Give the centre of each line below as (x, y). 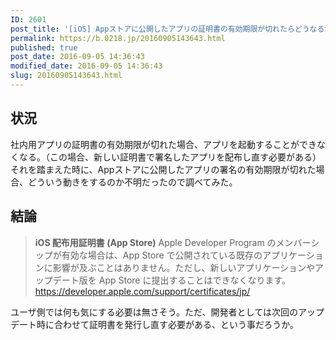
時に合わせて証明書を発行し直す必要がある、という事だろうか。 (167, 324)
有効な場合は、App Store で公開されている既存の (162, 255)
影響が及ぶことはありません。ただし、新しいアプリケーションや (184, 267)
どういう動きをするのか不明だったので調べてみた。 (132, 182)
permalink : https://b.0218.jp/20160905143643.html (118, 38)
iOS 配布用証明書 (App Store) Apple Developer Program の (155, 242)
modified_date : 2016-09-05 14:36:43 (86, 66)
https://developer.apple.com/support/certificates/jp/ (142, 291)
